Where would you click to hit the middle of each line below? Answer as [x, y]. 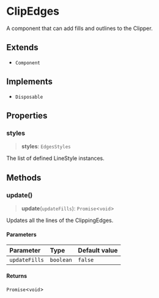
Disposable [29, 97]
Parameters [21, 234]
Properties [27, 116]
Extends [22, 48]
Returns [17, 276]
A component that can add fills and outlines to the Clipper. [79, 28]
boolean [61, 260]
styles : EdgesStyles [46, 147]
